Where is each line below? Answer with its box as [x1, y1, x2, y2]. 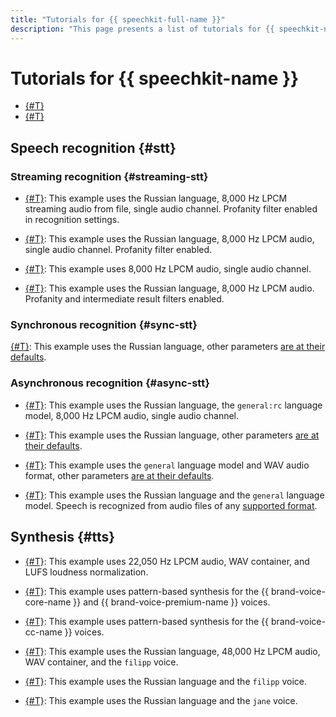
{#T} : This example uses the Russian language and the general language [24, 489, 325, 501]
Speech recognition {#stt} [10, 139, 177, 156]
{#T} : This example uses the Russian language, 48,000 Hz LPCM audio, [24, 645, 321, 657]
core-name [24, 596, 72, 608]
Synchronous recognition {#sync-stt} [10, 318, 198, 332]
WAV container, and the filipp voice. [24, 656, 179, 668]
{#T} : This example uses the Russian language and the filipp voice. [24, 675, 307, 687]
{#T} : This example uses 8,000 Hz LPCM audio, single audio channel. [24, 263, 312, 275]
